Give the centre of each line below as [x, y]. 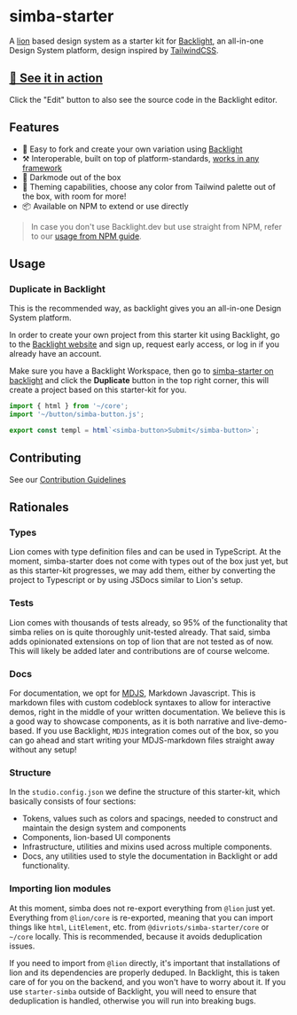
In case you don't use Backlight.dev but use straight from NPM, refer [156, 226]
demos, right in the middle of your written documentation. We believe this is [148, 712]
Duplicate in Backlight [58, 288]
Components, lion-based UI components [96, 838]
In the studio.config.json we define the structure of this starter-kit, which [145, 792]
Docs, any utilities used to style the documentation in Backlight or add [149, 856]
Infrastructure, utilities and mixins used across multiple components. [147, 847]
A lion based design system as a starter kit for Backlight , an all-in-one [137, 41]
